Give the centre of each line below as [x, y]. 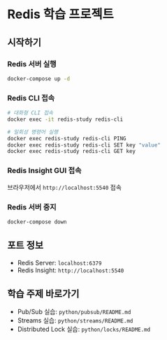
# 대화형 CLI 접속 [30, 113]
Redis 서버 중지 [32, 207]
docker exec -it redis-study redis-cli [65, 119]
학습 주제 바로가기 [43, 294]
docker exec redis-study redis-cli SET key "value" [84, 145]
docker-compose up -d [39, 79]
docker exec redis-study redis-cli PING [67, 138]
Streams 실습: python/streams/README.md [75, 320]
